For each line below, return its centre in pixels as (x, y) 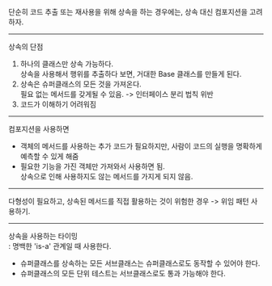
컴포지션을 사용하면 (39, 129)
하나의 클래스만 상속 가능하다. (67, 64)
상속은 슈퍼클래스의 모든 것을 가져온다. (81, 84)
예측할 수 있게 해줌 (49, 156)
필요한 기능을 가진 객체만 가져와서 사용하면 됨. (93, 166)
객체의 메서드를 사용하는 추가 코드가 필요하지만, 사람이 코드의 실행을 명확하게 (141, 146)
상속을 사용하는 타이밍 (43, 236)
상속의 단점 (26, 46)
